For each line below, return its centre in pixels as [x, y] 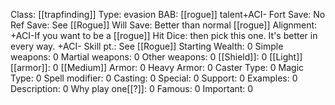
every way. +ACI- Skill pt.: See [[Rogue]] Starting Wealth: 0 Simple [147, 46]
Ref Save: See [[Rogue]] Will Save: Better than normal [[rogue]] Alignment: [164, 25]
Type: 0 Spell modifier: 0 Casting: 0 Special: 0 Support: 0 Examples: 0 [154, 78]
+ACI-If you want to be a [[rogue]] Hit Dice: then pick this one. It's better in [164, 35]
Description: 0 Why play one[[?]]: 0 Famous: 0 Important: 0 [132, 88]
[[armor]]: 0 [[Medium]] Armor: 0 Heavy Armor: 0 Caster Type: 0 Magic [157, 67]
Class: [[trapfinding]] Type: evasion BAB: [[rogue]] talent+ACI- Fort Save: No [168, 14]
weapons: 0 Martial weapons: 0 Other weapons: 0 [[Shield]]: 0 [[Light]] [156, 57]
